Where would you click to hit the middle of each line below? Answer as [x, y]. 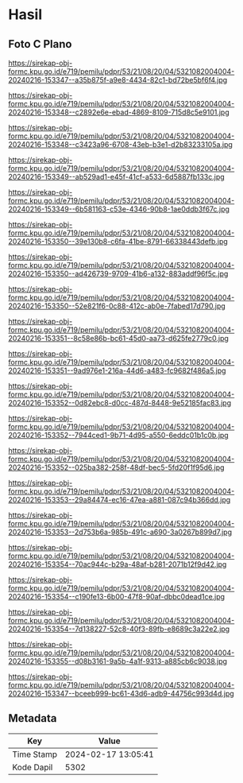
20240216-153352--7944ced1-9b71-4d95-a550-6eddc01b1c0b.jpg [118, 435]
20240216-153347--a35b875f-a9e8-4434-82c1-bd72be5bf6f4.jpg [118, 80]
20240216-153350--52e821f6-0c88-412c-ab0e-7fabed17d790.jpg [117, 306]
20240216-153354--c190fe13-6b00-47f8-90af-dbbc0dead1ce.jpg [116, 597]
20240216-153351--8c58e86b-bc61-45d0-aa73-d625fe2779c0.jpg [118, 338]
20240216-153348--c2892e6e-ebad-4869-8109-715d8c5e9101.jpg [119, 112]
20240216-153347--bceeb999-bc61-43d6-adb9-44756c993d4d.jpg [121, 694]
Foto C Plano [40, 44]
